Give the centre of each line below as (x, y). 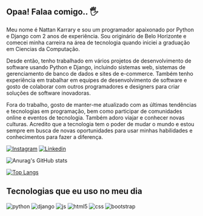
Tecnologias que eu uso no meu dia (74, 191)
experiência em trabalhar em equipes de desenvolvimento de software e (97, 80)
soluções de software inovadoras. (48, 93)
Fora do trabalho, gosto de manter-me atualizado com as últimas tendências (101, 104)
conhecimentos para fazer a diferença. (55, 137)
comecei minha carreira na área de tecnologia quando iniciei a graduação (98, 42)
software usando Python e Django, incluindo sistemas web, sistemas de (96, 67)
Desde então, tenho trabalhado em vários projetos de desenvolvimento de (99, 61)
